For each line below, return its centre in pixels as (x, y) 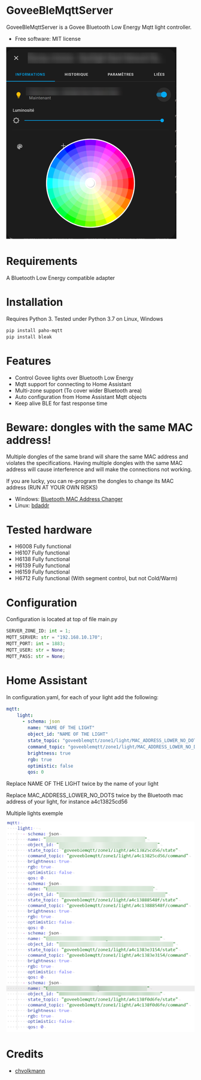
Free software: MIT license (48, 38)
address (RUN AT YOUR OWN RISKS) (52, 488)
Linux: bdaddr (32, 506)
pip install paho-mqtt (34, 330)
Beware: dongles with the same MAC (100, 427)
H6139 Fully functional (42, 566)
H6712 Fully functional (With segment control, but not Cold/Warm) (96, 578)
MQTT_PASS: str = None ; (36, 656)
